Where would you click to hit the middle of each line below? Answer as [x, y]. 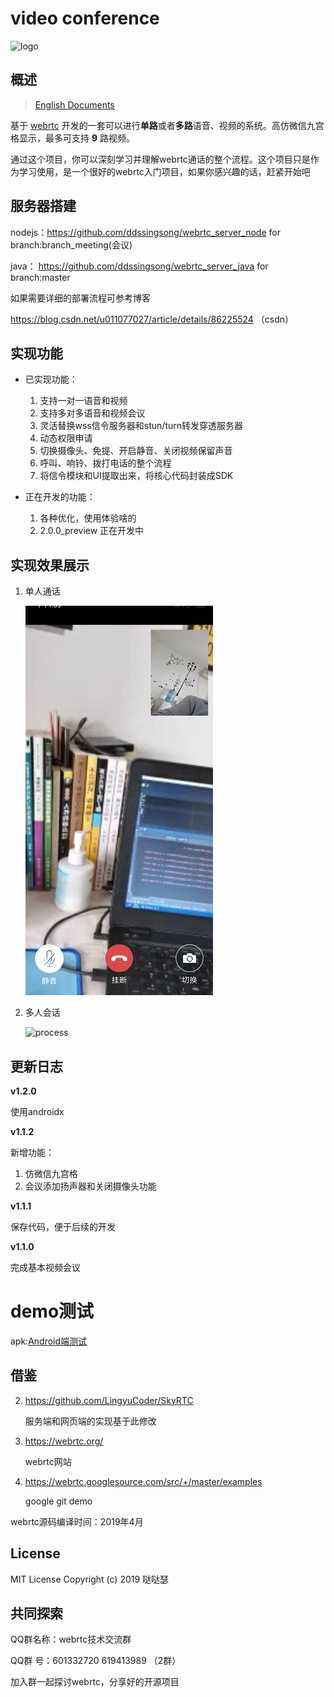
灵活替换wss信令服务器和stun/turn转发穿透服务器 [141, 426]
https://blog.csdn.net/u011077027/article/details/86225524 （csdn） [152, 319]
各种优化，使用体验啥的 [88, 518]
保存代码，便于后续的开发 [63, 1226]
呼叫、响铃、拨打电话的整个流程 [105, 463]
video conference [85, 18]
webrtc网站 [48, 1461]
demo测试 [52, 1311]
